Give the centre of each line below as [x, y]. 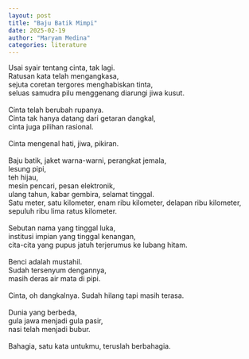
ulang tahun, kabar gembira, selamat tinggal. [82, 195]
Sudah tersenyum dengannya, [58, 270]
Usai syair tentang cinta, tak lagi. [62, 68]
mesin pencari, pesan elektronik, [62, 186]
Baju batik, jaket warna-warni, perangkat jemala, [88, 160]
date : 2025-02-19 [37, 30]
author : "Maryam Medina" [49, 38]
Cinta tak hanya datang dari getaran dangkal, [82, 118]
